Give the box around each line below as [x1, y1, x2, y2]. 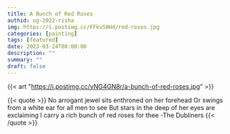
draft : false [7, 63, 46, 70]
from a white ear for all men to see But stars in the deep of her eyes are [7, 103, 216, 111]
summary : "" [7, 56, 42, 63]
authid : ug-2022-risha [7, 17, 74, 24]
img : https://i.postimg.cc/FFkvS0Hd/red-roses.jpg [7, 23, 160, 30]
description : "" [7, 50, 55, 57]
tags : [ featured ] [7, 37, 59, 44]
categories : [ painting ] [7, 30, 78, 37]
